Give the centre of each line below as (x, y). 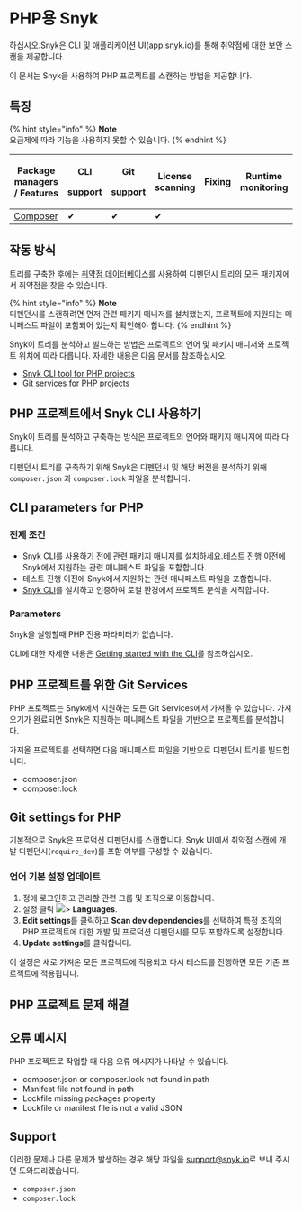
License (175, 176)
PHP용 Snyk (54, 18)
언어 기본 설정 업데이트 (55, 877)
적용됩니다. (59, 973)
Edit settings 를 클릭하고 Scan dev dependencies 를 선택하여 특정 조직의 (152, 921)
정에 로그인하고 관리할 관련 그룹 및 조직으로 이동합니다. (118, 898)
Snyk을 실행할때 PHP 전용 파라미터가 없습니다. (91, 634)
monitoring (264, 187)
